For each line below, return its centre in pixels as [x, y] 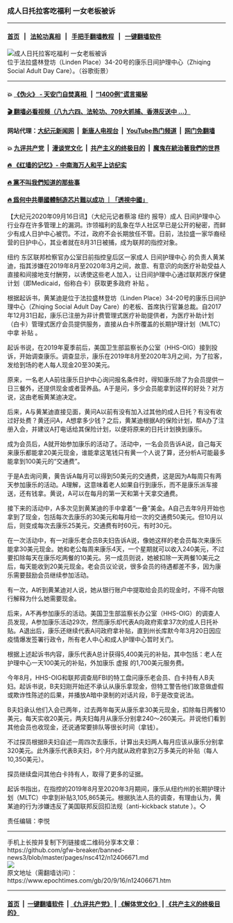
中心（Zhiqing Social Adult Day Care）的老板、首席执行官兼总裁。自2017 [117, 307]
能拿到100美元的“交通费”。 [45, 461]
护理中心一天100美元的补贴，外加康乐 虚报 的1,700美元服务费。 [98, 663]
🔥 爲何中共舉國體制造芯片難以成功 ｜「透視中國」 [78, 199]
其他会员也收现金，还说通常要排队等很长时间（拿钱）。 [85, 727]
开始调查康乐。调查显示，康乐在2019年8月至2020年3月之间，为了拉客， [122, 357]
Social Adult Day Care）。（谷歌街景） [60, 70]
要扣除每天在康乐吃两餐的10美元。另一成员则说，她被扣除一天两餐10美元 [111, 558]
